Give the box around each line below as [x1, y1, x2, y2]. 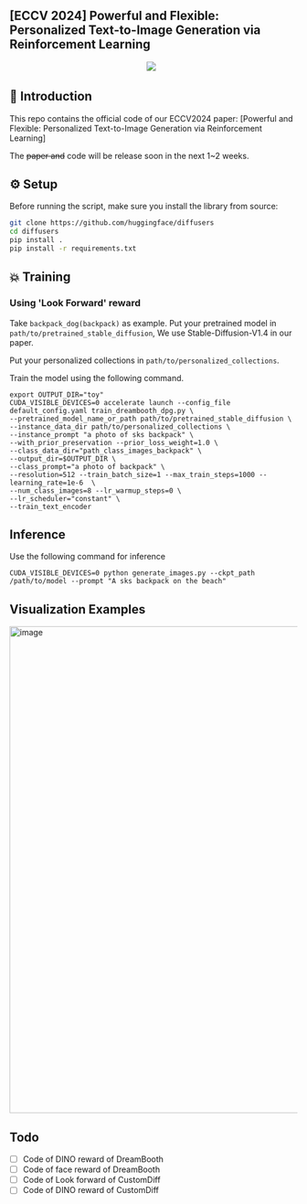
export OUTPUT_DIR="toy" [9, 389, 104, 400]
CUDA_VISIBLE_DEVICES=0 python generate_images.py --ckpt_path [9, 569, 256, 578]
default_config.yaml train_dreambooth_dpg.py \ [9, 406, 195, 415]
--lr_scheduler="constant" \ [9, 494, 121, 503]
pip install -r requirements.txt [9, 244, 137, 253]
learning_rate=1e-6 [9, 478, 84, 487]
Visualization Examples [9, 602, 146, 617]
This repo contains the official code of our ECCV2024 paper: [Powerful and [9, 112, 294, 123]
